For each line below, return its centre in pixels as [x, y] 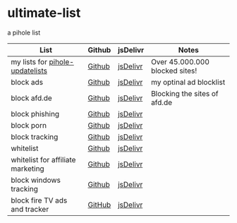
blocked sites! [174, 71]
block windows [36, 180]
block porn [29, 125]
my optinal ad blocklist [188, 82]
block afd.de [32, 98]
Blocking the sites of [184, 93]
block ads [27, 82]
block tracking [35, 137]
